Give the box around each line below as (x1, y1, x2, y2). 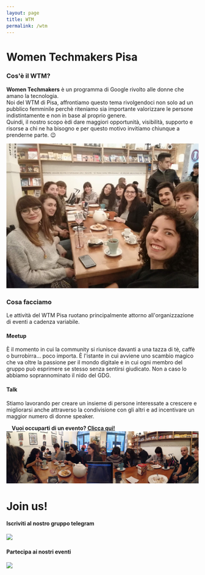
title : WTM (6, 16, 34, 23)
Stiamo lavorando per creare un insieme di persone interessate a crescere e (6, 399, 197, 407)
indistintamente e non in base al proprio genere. (6, 111, 127, 119)
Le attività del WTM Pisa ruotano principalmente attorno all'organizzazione (6, 312, 194, 319)
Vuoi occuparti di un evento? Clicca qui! (12, 424, 115, 432)
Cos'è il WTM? (6, 72, 51, 80)
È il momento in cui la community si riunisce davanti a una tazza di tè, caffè (6, 346, 195, 353)
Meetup (6, 332, 27, 339)
